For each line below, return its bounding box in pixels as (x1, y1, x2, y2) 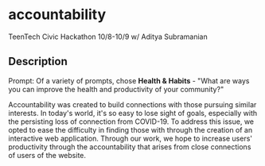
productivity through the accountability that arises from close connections (8, 141, 251, 152)
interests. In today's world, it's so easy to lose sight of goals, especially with (8, 108, 258, 118)
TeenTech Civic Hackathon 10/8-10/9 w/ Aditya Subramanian (8, 32, 208, 41)
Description (8, 55, 68, 68)
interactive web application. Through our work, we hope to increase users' (8, 133, 253, 143)
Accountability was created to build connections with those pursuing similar (8, 99, 257, 109)
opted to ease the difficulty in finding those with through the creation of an (8, 125, 253, 134)
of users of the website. (8, 150, 86, 160)
